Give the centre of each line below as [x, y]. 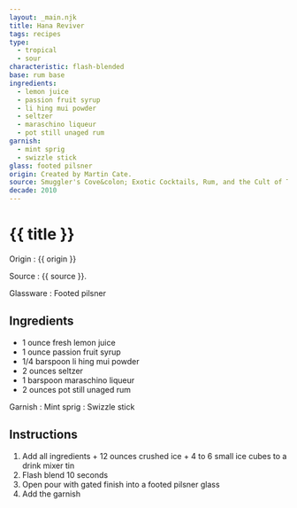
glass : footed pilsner [51, 166]
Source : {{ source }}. [48, 276]
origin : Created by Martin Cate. [71, 174]
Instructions [43, 435]
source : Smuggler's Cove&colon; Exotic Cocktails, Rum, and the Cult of [146, 183]
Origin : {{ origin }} [43, 259]
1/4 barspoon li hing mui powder [80, 361]
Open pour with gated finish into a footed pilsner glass [121, 484]
